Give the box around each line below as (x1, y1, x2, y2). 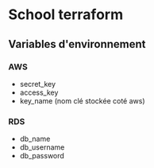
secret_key (19, 79, 56, 88)
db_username (19, 143, 65, 152)
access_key (19, 88, 59, 97)
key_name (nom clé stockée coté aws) (19, 96, 145, 105)
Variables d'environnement (8, 37, 146, 51)
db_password (19, 151, 65, 161)
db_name (19, 134, 51, 144)
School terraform (8, 6, 124, 24)
